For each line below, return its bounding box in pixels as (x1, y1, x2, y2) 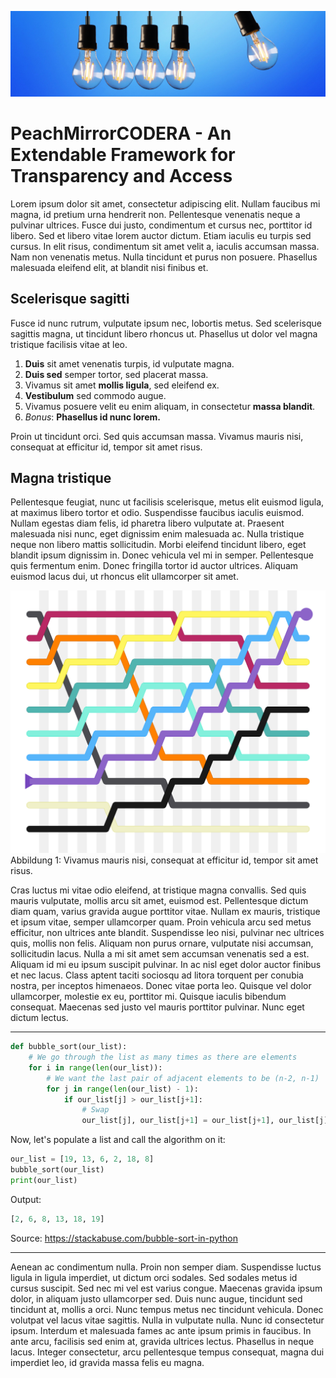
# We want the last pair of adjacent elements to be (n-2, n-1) (46, 1073, 320, 1083)
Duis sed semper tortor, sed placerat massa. (24, 368, 209, 380)
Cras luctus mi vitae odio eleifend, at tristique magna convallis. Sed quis (10, 884, 307, 896)
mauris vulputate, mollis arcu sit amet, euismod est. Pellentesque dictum (10, 895, 309, 907)
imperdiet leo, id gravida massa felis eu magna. (10, 1356, 205, 1368)
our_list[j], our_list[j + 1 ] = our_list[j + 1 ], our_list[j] (81, 1116, 329, 1126)
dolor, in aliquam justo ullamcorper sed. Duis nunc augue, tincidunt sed (10, 1292, 303, 1305)
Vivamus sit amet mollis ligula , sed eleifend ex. (24, 379, 220, 391)
